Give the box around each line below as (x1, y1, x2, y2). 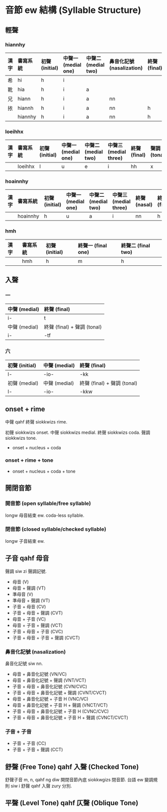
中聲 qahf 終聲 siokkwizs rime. (5, 418, 68, 425)
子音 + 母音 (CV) (12, 603, 46, 609)
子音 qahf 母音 (5, 554, 49, 563)
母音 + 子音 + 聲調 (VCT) (12, 622, 63, 628)
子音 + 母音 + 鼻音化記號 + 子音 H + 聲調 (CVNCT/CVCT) (12, 714, 128, 721)
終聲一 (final (78, 242, 107, 249)
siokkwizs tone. (5, 435, 37, 441)
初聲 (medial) (7, 380, 39, 387)
